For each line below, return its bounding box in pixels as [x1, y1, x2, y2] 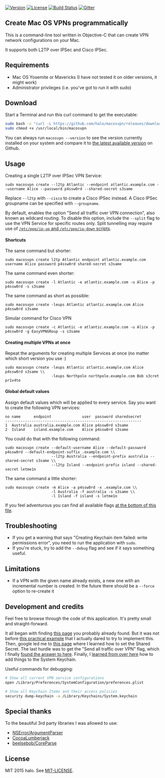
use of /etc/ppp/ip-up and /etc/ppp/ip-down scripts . [5, 226, 111, 231]
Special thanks [5, 707, 52, 715]
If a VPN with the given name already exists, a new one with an [12, 578, 140, 583]
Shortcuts [5, 237, 26, 243]
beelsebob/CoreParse [12, 740, 57, 746]
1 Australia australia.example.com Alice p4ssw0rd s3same [5, 422, 129, 428]
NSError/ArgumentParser [12, 730, 63, 736]
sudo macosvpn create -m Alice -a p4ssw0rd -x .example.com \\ [5, 485, 137, 490]
